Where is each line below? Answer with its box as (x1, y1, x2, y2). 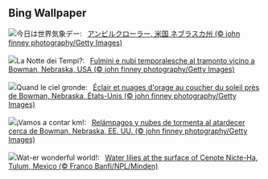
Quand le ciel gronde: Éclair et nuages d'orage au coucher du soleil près (16, 82, 260, 92)
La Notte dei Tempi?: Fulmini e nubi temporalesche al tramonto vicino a (16, 55, 255, 65)
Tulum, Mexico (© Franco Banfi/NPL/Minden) (8, 161, 159, 171)
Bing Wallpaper (8, 6, 87, 20)
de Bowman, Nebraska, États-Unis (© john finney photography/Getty (8, 91, 237, 100)
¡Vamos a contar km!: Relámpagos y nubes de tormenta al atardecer (16, 117, 245, 127)
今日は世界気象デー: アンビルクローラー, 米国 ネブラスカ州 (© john (16, 28, 241, 39)
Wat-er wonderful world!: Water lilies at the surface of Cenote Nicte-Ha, (16, 153, 258, 162)
